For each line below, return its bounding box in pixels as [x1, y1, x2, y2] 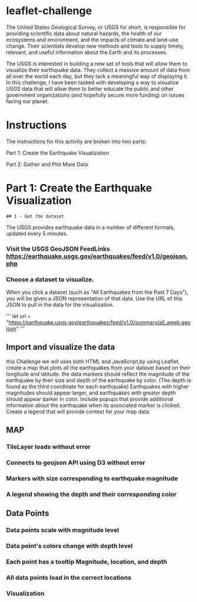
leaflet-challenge [6, 4, 92, 18]
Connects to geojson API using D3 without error [6, 459, 146, 467]
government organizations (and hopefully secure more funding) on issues [6, 91, 185, 98]
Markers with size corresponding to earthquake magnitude [6, 475, 178, 482]
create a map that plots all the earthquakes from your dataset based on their [6, 364, 191, 371]
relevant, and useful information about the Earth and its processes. [6, 48, 168, 55]
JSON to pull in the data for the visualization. [6, 301, 115, 308]
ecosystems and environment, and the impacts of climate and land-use [6, 36, 179, 43]
